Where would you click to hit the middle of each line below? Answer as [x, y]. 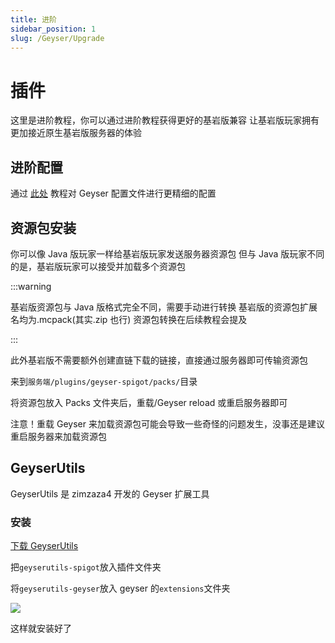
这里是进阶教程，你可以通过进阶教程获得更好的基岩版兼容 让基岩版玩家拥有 [165, 120]
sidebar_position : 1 [53, 29]
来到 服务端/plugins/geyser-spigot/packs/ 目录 [104, 381]
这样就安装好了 [41, 628]
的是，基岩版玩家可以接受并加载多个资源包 [98, 266]
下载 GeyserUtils [44, 546]
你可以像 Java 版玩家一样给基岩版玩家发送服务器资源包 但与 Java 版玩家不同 [167, 253]
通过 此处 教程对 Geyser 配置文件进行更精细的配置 [113, 193]
